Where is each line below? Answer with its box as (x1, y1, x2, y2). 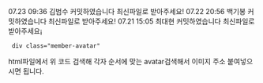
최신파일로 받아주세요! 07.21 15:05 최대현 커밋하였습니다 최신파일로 (48, 16, 255, 26)
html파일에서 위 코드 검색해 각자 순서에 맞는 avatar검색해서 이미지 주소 (8, 57, 226, 66)
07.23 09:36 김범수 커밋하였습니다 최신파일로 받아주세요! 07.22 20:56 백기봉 (8, 7, 246, 16)
